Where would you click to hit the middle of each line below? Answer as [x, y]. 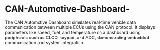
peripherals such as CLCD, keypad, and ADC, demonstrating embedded [77, 37]
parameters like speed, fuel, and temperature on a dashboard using [73, 32]
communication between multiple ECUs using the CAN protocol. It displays [80, 27]
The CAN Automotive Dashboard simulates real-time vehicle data [70, 22]
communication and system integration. [45, 42]
